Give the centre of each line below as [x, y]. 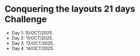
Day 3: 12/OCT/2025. [33, 43]
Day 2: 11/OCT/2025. [32, 38]
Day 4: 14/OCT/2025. [33, 48]
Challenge [26, 19]
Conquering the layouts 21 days [70, 9]
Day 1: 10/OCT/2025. [32, 33]
